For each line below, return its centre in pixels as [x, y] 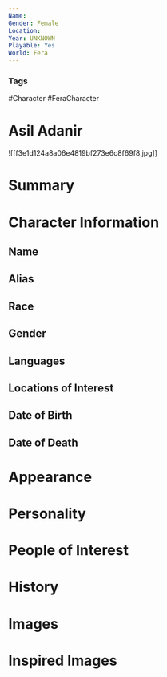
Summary [41, 186]
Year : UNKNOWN [32, 38]
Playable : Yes [32, 46]
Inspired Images [63, 661]
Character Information [84, 222]
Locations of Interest [61, 388]
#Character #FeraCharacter [54, 99]
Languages [37, 361]
